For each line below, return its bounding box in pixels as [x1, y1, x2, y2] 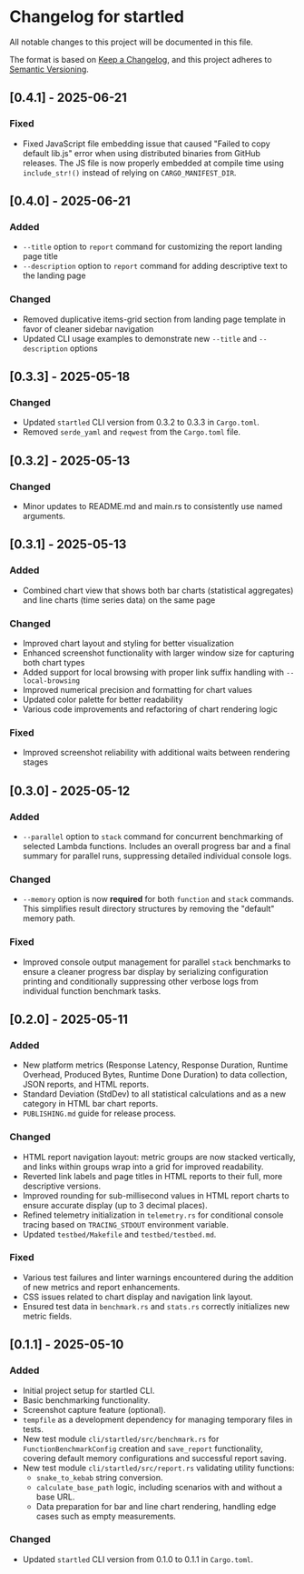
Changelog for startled [9, 6, 184, 27]
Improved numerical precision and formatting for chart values [22, 684, 252, 695]
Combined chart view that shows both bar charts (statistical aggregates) [22, 585, 294, 596]
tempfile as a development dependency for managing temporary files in [22, 1414, 293, 1425]
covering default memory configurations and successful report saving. [22, 1452, 288, 1463]
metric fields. [22, 1310, 73, 1321]
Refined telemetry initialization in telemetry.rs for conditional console [22, 1209, 284, 1220]
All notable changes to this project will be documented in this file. [9, 36, 254, 47]
